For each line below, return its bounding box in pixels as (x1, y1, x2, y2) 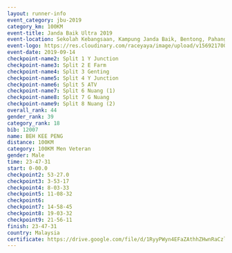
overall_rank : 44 (7, 107, 57, 114)
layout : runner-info (7, 10, 67, 17)
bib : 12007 (7, 126, 39, 133)
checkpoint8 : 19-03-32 (7, 210, 72, 217)
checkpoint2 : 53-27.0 (7, 171, 70, 178)
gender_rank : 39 (7, 113, 54, 120)
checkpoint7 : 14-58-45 (7, 204, 72, 211)
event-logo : (7, 42, 41, 49)
